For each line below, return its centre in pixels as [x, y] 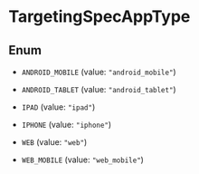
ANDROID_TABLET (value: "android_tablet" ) [99, 89]
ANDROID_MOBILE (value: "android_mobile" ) [99, 72]
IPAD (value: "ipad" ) [58, 107]
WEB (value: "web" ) [54, 142]
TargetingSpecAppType [99, 17]
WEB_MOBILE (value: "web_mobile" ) [82, 159]
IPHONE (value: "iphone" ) [66, 125]
